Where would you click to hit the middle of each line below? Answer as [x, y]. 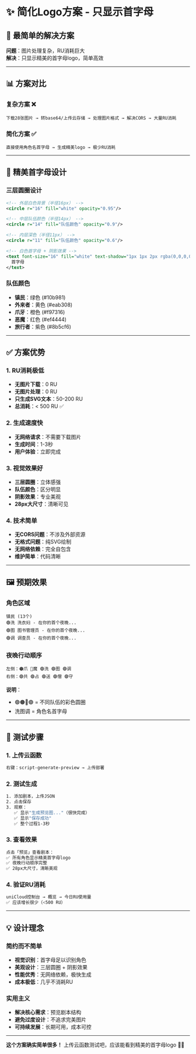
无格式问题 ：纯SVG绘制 [43, 542]
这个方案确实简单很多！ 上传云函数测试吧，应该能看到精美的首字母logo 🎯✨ [95, 1045]
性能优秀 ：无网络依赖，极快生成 [53, 974]
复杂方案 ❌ [21, 104]
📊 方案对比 [26, 83]
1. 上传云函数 [24, 755]
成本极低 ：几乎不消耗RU [44, 981]
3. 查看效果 [22, 840]
